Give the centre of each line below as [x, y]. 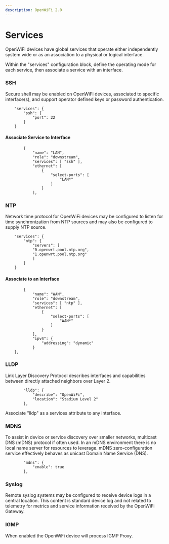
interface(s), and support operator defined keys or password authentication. [85, 99]
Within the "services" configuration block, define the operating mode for [81, 64]
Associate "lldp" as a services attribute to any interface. [63, 413]
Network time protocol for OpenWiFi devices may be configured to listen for [84, 217]
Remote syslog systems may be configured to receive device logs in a [78, 495]
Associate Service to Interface [38, 138]
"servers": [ [46, 246]
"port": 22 [44, 117]
